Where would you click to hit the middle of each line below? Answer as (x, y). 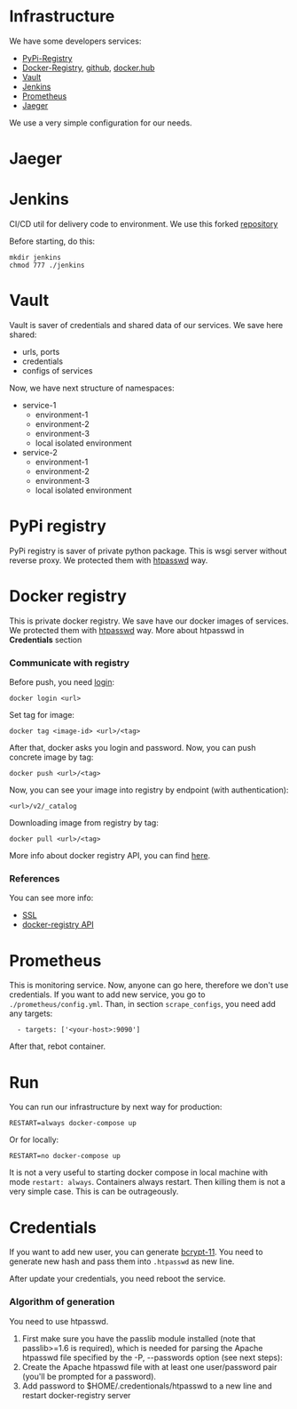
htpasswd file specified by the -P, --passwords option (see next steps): (152, 1357)
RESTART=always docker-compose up (73, 1123)
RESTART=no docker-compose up (65, 1156)
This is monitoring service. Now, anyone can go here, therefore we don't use (149, 986)
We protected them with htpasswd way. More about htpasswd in (127, 630)
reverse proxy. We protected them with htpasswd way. (109, 560)
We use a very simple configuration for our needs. (101, 123)
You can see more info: (51, 898)
